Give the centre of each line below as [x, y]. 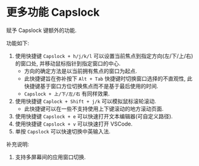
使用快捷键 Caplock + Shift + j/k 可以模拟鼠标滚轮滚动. [86, 101]
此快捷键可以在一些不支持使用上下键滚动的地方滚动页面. [94, 109]
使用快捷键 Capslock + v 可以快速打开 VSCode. [74, 124]
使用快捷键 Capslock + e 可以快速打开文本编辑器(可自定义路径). [94, 116]
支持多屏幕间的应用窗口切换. [50, 157]
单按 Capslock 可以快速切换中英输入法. [63, 131]
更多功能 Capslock [53, 12]
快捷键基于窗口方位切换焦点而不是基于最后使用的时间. [91, 86]
